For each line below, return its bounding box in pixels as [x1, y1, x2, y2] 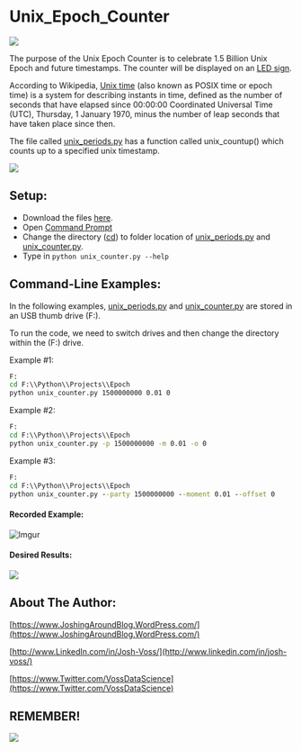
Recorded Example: [9, 509, 84, 520]
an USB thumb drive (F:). [9, 310, 102, 321]
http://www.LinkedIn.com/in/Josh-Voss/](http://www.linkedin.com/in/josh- [12, 646, 288, 656]
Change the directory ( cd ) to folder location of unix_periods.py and [22, 231, 271, 242]
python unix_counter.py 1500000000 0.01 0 [9, 389, 171, 398]
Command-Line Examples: [9, 276, 162, 292]
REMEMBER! [9, 709, 81, 724]
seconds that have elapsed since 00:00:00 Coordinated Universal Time [9, 99, 273, 110]
